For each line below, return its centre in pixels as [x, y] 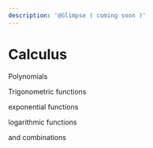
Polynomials [28, 76]
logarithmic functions [43, 122]
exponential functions [43, 106]
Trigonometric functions [47, 91]
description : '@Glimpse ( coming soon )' [77, 15]
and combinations [37, 137]
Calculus [38, 54]
